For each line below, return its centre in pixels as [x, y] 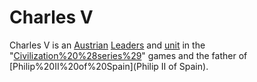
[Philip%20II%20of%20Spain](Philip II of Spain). [109, 66]
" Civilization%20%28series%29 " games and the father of [128, 55]
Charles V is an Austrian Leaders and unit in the [107, 45]
